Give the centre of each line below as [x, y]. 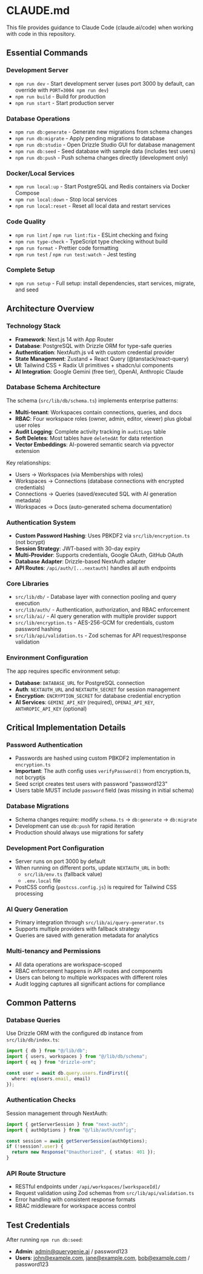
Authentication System [41, 522]
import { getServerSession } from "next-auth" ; [68, 1124]
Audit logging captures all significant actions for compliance [90, 984]
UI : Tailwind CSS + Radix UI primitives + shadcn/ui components [94, 365]
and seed [27, 290]
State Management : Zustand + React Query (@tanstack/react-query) [102, 358]
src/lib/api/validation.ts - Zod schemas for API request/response [101, 636]
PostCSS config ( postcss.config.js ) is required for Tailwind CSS [96, 887]
